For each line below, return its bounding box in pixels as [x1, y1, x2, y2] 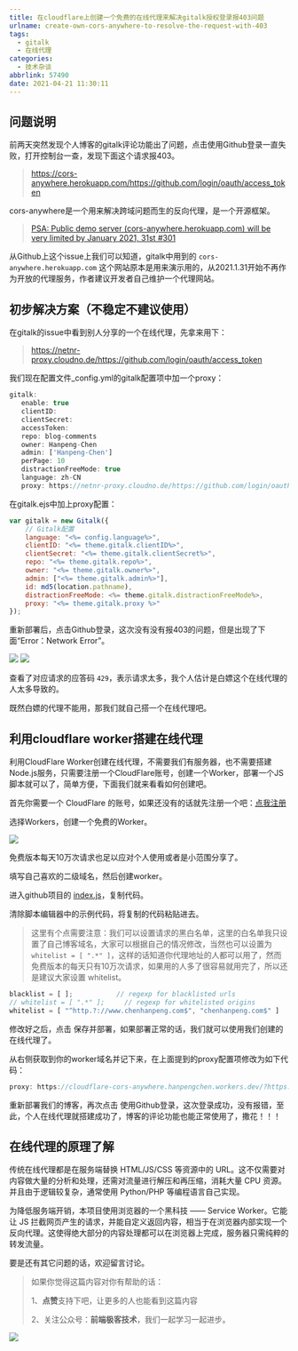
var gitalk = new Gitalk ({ [9, 516, 109, 525]
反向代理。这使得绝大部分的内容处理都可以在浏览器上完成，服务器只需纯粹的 [9, 1227, 289, 1238]
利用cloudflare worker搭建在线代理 [9, 731, 204, 747]
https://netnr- [30, 345, 81, 356]
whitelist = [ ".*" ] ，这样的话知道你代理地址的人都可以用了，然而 [30, 950, 282, 961]
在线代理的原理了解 [9, 1139, 114, 1154]
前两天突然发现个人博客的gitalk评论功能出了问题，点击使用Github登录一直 [9, 140, 279, 150]
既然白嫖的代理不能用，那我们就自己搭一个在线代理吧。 [9, 703, 211, 714]
